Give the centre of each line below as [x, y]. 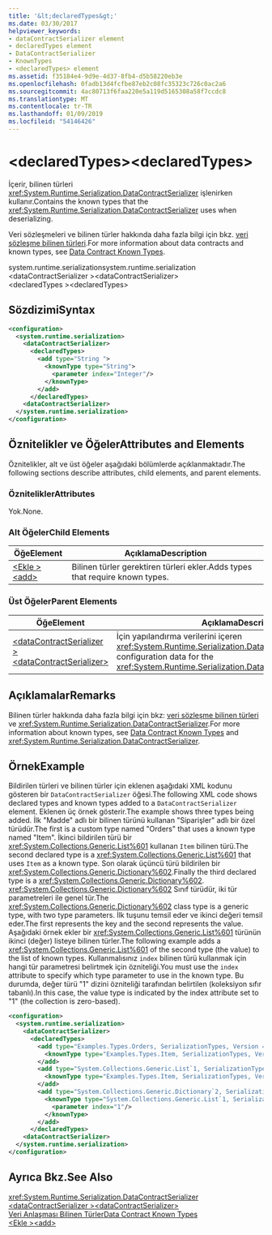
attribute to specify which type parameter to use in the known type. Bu [126, 975]
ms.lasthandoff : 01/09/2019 [56, 114]
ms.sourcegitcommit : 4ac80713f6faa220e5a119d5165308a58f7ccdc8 [117, 91]
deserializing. [31, 218]
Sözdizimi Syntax [52, 310]
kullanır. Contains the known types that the [79, 201]
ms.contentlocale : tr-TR [50, 106]
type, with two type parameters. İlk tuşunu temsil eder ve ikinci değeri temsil [136, 915]
